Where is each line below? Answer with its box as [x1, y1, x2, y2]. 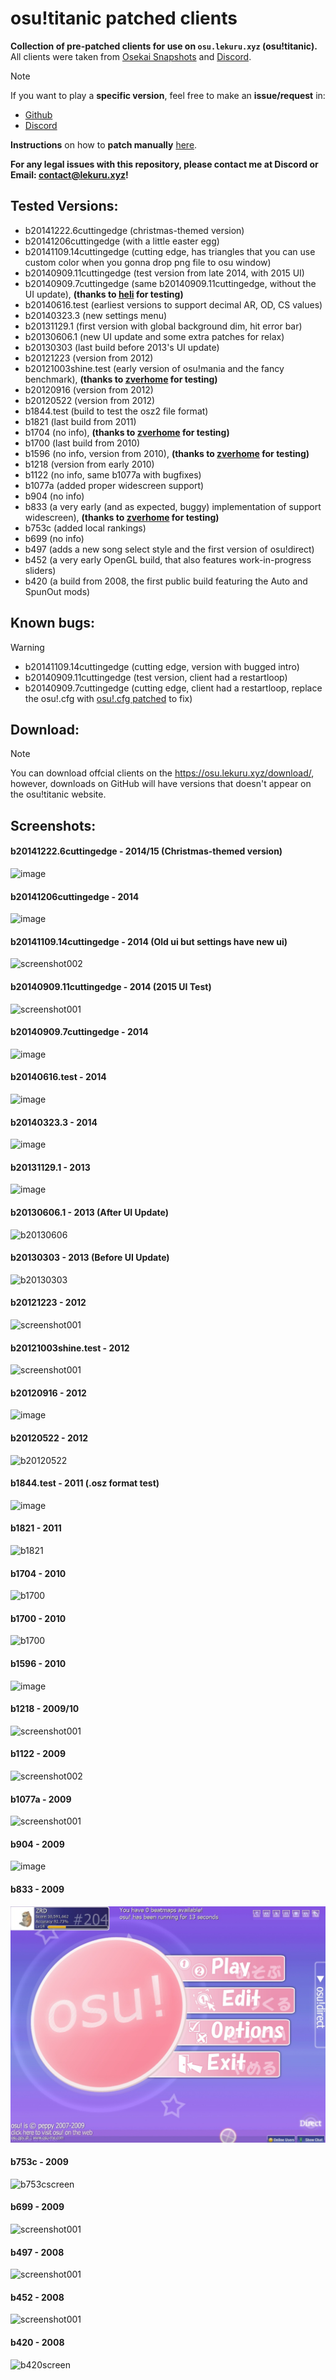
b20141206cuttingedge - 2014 [10, 890, 140, 902]
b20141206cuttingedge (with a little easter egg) [24, 235, 220, 247]
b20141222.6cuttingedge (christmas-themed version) [24, 224, 245, 236]
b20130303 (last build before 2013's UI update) [24, 341, 220, 353]
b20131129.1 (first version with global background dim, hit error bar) [24, 320, 303, 332]
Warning [10, 641, 45, 653]
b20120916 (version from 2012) [24, 383, 154, 396]
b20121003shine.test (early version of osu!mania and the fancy [24, 362, 285, 374]
